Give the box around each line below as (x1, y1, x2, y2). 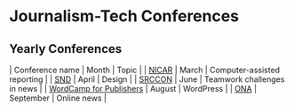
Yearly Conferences (9, 41, 123, 56)
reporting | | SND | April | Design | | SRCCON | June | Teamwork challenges (9, 74, 285, 85)
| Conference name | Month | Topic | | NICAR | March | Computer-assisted (9, 64, 281, 75)
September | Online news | (9, 93, 107, 103)
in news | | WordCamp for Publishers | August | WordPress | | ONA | (9, 84, 258, 93)
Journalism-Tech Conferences (9, 6, 240, 26)
